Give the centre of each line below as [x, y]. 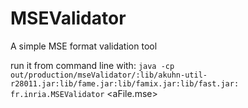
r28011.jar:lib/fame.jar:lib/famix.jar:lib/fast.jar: [125, 83]
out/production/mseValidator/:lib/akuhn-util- [109, 75]
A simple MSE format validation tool [84, 46]
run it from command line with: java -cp [92, 65]
